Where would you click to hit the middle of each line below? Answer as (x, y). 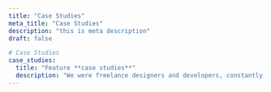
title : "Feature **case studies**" (76, 68)
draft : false (30, 38)
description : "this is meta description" (80, 31)
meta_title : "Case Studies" (56, 23)
